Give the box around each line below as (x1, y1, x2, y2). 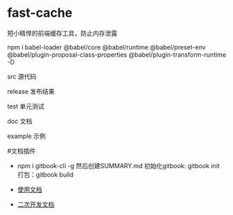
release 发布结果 (7, 87, 55, 95)
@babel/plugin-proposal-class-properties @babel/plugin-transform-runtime (7, 50, 227, 59)
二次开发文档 (17, 200, 54, 208)
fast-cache (7, 5, 73, 21)
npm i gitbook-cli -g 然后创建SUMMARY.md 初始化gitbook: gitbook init (17, 161, 220, 169)
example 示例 (7, 132, 46, 140)
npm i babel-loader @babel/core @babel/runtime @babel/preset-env (7, 43, 206, 51)
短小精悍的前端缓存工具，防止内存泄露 (7, 29, 117, 37)
